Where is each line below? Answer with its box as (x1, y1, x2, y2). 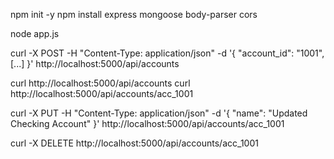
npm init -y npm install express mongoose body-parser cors (10, 9, 258, 20)
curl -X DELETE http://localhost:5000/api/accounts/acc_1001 (10, 137, 259, 149)
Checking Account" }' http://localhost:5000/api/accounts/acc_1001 (10, 118, 285, 129)
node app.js (10, 28, 60, 39)
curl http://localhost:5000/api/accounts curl (10, 77, 191, 89)
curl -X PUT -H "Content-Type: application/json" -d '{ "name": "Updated (10, 107, 308, 119)
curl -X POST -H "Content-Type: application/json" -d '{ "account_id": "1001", (10, 47, 325, 59)
